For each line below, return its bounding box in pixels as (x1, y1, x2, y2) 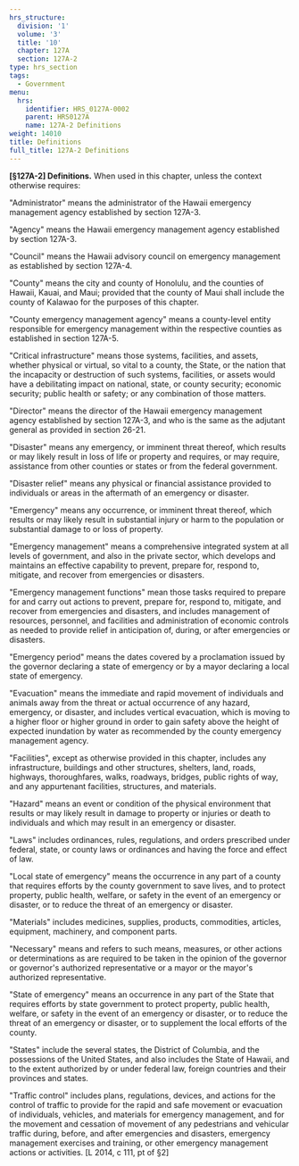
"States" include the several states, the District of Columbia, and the (9, 1044, 261, 1054)
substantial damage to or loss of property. (9, 523, 163, 534)
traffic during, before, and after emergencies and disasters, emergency (9, 1128, 270, 1138)
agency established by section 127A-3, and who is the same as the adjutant (9, 414, 286, 425)
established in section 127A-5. (9, 332, 119, 344)
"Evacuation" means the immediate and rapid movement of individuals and (9, 687, 284, 698)
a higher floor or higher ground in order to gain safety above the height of (9, 716, 279, 727)
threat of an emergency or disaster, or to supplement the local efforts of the (9, 1017, 287, 1028)
